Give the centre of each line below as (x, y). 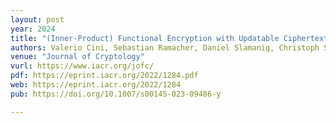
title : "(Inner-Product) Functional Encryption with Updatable (145, 38)
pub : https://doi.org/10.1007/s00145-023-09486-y (116, 94)
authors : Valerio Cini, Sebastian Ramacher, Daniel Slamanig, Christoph (165, 47)
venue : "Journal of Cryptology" (77, 57)
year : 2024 (33, 29)
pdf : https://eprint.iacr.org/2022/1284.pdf (104, 76)
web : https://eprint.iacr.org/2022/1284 (96, 85)
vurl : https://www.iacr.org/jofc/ (82, 66)
